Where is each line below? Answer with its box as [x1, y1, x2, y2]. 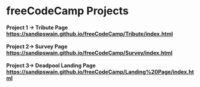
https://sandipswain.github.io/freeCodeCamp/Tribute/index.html [6, 30, 173, 37]
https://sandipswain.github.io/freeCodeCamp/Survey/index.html [6, 49, 172, 56]
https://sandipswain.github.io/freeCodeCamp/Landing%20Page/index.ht [6, 68, 195, 75]
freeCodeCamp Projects [6, 4, 129, 18]
